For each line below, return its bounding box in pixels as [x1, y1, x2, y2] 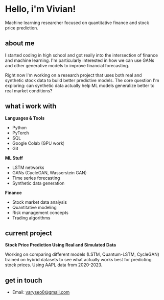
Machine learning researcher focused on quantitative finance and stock [5, 20, 149, 26]
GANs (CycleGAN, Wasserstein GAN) [12, 169, 87, 175]
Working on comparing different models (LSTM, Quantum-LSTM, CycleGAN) [5, 251, 160, 257]
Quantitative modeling [12, 204, 57, 210]
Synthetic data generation [12, 180, 65, 186]
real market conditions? [5, 87, 52, 94]
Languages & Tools [5, 115, 45, 121]
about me [5, 39, 35, 48]
